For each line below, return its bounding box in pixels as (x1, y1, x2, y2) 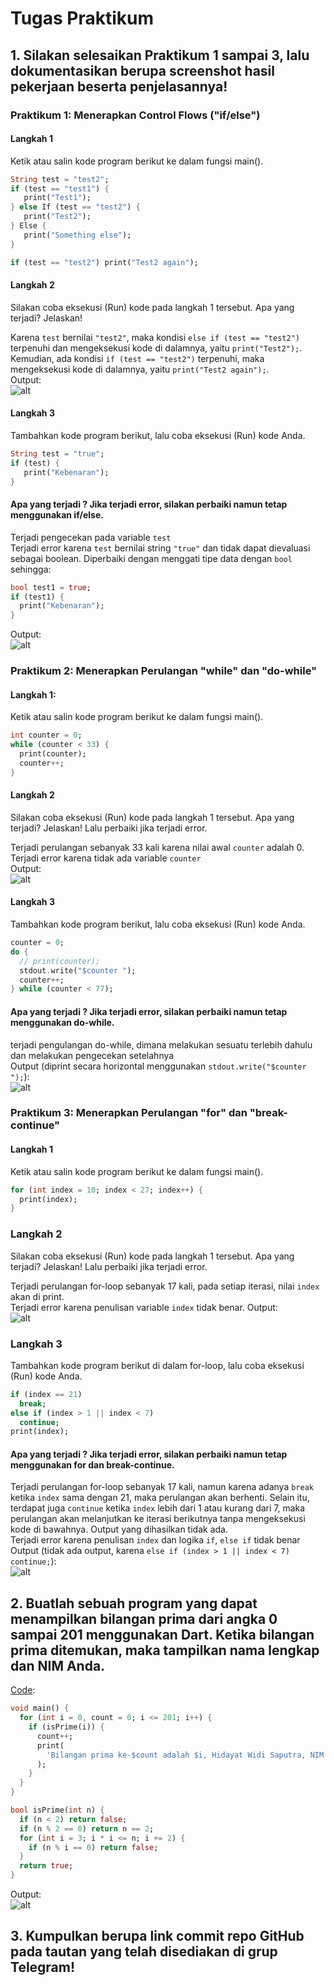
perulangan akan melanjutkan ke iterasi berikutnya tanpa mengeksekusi (10, 1513, 306, 1525)
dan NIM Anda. (10, 1657, 106, 1674)
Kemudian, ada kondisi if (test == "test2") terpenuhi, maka (10, 352, 265, 364)
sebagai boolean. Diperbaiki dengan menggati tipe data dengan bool (10, 552, 293, 564)
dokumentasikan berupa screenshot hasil (10, 62, 275, 79)
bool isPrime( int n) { (10, 1805, 105, 1816)
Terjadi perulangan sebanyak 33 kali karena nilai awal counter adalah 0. (10, 841, 305, 853)
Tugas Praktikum (10, 7, 155, 30)
